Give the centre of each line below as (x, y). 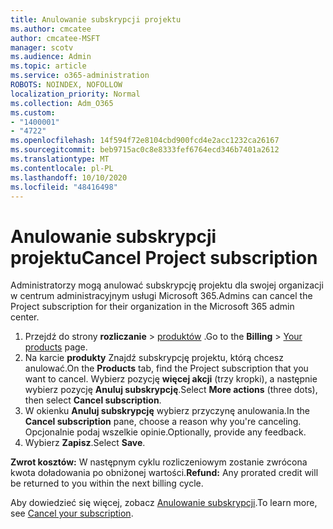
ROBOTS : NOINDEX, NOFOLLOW (66, 85)
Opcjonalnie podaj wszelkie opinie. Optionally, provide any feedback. (165, 432)
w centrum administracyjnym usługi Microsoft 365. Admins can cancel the (161, 296)
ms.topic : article (48, 66)
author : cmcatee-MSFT (55, 38)
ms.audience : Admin (51, 57)
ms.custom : (33, 112)
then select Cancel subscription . (93, 400)
